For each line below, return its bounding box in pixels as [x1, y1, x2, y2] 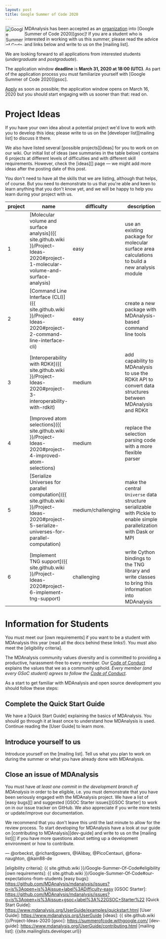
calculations [125, 252, 153, 259]
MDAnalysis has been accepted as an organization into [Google [24, 25, 154, 31]
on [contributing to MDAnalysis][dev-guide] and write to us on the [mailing [5, 830, 157, 836]
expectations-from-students [5, 875, 63, 882]
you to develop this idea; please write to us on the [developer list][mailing [5, 130, 155, 136]
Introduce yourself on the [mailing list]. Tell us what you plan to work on [5, 751, 151, 757]
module [125, 270, 143, 277]
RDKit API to [125, 376, 153, 383]
